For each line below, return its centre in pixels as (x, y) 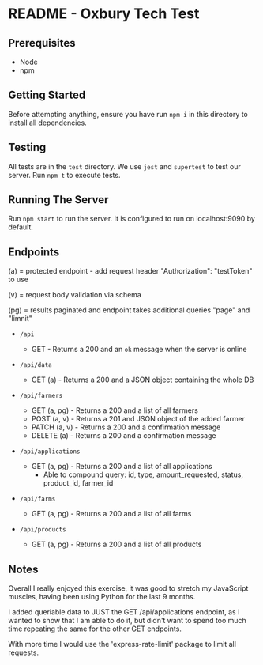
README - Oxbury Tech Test (104, 14)
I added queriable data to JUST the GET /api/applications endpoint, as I (124, 612)
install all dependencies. (47, 123)
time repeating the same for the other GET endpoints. (95, 629)
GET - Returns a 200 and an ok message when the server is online (139, 350)
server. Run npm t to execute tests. (64, 175)
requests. (24, 652)
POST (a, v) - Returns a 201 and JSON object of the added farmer (138, 419)
